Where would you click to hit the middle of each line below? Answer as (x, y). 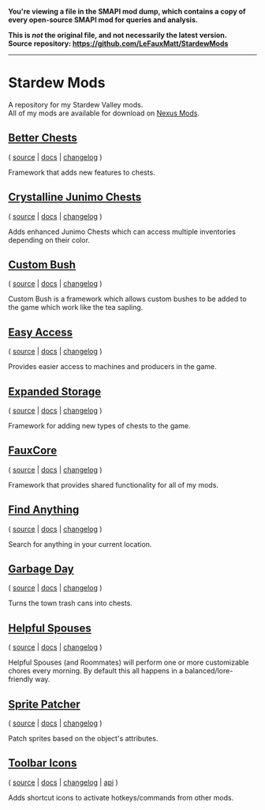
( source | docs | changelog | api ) (63, 782)
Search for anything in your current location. (80, 544)
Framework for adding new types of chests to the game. (99, 426)
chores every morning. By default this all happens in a (96, 671)
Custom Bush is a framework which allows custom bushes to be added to (127, 299)
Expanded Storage (54, 392)
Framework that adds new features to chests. (82, 172)
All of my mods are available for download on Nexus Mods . (104, 113)
